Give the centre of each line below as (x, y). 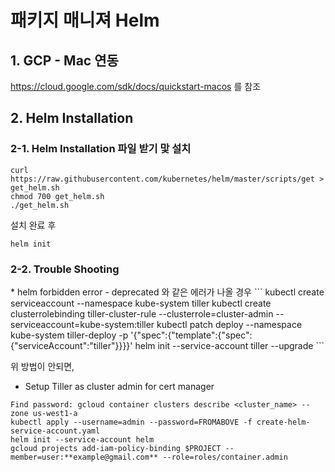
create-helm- (283, 422)
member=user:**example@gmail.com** (84, 457)
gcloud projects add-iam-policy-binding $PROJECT (116, 448)
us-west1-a (55, 413)
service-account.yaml (55, 431)
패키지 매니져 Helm (85, 20)
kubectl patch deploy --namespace (229, 324)
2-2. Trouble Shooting (65, 269)
